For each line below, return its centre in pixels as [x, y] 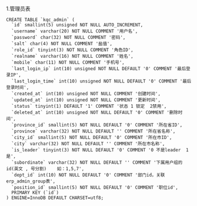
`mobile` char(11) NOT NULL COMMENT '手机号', [68, 62]
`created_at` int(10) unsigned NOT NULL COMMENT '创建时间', [86, 94]
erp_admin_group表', [31, 181]
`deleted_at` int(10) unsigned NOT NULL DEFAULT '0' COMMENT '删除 [95, 112]
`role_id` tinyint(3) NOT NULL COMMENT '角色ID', [72, 50]
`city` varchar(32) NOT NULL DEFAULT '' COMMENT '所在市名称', [88, 144]
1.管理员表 [18, 9]
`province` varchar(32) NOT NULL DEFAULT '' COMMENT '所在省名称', [94, 131]
